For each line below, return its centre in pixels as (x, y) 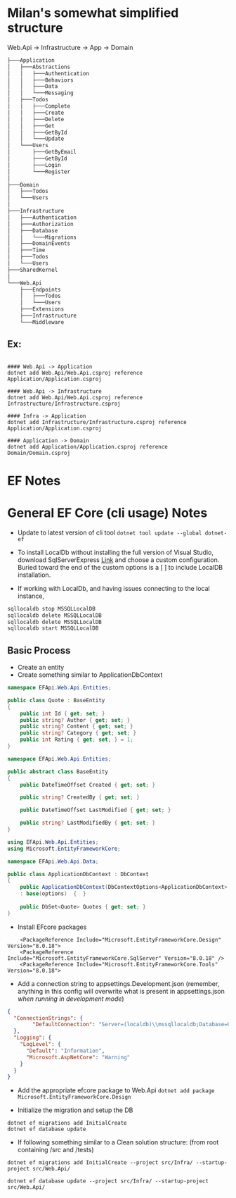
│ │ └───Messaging (40, 93)
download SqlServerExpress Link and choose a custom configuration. (118, 560)
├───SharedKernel (33, 270)
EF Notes (34, 481)
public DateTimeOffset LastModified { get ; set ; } (96, 810)
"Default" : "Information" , (65, 1051)
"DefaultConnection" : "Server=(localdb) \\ (96, 1025)
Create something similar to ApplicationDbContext (90, 675)
